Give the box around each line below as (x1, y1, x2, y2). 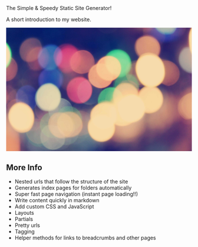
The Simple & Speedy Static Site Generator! (6, 5, 112, 11)
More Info (6, 163, 42, 173)
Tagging (14, 228, 35, 235)
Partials (14, 216, 34, 223)
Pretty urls (14, 222, 40, 229)
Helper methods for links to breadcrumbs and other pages (14, 234, 156, 242)
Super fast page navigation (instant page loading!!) (14, 191, 138, 198)
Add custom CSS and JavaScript (14, 203, 94, 210)
